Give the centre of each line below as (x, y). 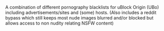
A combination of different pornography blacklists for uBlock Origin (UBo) (82, 7)
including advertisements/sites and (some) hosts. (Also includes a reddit (81, 12)
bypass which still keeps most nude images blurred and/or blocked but (79, 18)
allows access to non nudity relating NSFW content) (60, 23)
